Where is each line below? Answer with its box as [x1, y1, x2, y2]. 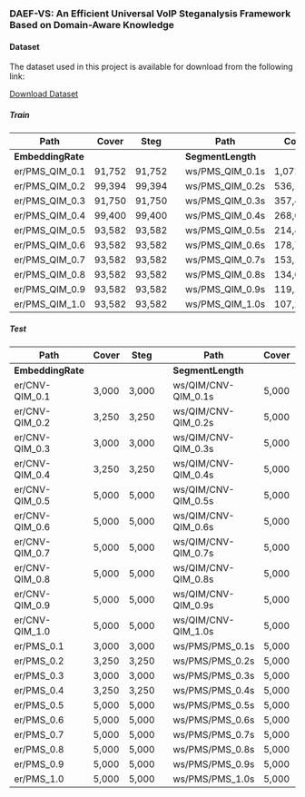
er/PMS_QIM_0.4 [14, 210, 86, 222]
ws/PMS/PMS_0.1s [172, 640, 255, 653]
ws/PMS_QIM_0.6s [184, 239, 266, 251]
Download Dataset [9, 89, 79, 100]
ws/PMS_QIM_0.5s [184, 224, 266, 237]
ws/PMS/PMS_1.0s [172, 772, 255, 785]
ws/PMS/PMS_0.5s [172, 699, 255, 712]
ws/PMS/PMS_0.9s [172, 758, 255, 771]
